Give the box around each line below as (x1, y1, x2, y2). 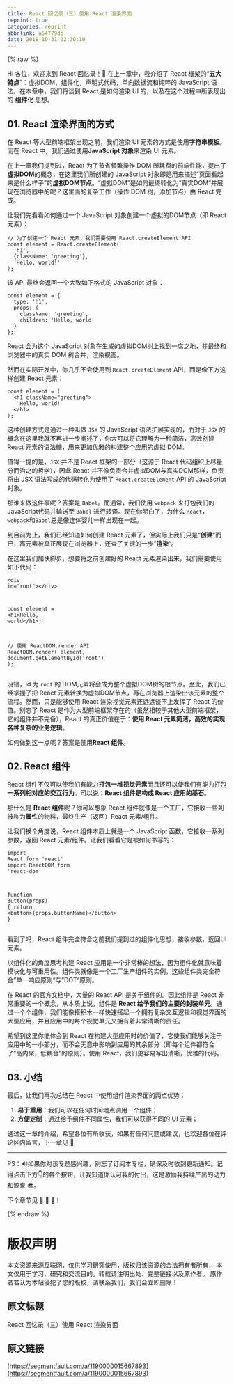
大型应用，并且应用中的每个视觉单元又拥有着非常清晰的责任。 (7, 1017, 185, 1025)
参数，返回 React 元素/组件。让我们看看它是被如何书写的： (7, 836, 176, 844)
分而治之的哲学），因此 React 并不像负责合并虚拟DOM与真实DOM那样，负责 (7, 466, 224, 474)
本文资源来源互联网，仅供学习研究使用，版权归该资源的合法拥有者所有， (7, 1261, 214, 1269)
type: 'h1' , (13, 298, 49, 305)
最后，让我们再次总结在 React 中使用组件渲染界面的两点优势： (7, 1091, 186, 1100)
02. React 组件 (7, 760, 71, 772)
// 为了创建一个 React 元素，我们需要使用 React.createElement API (7, 235, 192, 242)
